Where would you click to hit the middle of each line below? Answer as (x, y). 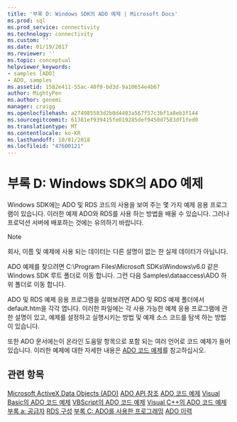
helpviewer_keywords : (39, 67)
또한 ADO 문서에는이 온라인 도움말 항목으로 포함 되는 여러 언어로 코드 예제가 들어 (119, 342)
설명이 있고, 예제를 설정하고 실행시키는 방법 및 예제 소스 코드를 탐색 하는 (114, 317)
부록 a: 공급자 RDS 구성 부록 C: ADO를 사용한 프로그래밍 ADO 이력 (100, 411)
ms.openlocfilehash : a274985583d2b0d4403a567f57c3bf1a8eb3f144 (103, 113)
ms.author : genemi (34, 100)
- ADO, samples (30, 80)
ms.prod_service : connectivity (54, 27)
